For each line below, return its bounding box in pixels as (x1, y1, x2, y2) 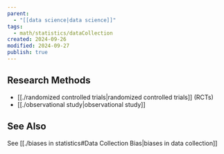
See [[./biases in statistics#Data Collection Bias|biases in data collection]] (7, 139, 218, 147)
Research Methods (7, 74, 91, 87)
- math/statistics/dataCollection (13, 29, 113, 37)
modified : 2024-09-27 (7, 42, 70, 49)
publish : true (7, 49, 49, 56)
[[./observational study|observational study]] (17, 100, 146, 108)
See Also (7, 121, 46, 132)
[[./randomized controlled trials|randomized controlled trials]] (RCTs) (17, 93, 214, 101)
